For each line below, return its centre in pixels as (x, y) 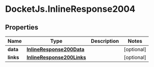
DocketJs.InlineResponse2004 (70, 9)
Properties (22, 27)
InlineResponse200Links (56, 57)
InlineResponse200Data (56, 49)
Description (105, 41)
